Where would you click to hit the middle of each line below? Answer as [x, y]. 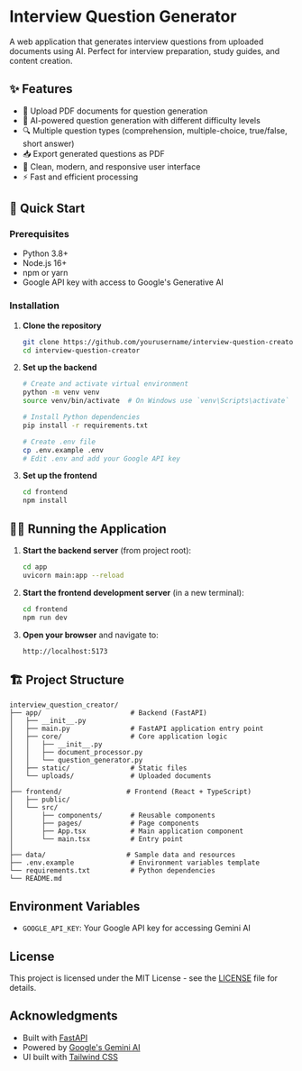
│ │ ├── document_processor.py [76, 753]
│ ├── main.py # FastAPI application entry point [137, 729]
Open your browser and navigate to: [91, 635]
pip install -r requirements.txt [85, 426]
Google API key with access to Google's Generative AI [123, 282]
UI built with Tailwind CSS [70, 1057]
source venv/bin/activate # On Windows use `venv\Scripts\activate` [156, 401]
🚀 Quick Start [47, 209]
